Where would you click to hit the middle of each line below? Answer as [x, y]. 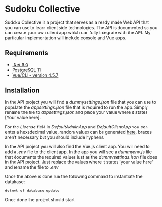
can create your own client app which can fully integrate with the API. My [78, 32]
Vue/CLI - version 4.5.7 [35, 75]
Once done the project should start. [40, 199]
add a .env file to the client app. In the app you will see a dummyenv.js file [79, 152]
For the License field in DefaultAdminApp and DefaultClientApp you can [77, 127]
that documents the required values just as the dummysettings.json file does [81, 157]
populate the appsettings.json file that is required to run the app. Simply [77, 107]
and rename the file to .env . [32, 167]
